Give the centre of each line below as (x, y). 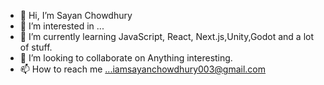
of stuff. (36, 47)
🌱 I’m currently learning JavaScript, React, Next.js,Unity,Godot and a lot (167, 36)
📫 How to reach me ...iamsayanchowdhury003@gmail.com (143, 69)
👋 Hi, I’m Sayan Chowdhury (76, 15)
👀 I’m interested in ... (62, 26)
